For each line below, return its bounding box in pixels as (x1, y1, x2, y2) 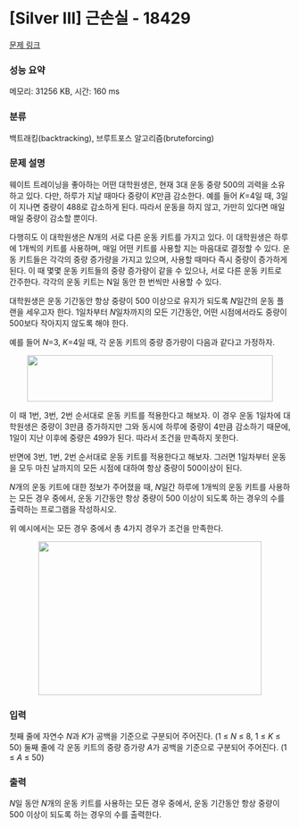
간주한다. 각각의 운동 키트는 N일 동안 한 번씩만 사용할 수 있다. (9, 276, 221, 287)
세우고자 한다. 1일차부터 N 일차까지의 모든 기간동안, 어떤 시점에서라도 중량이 (25, 306, 287, 317)
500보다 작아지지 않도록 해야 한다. (9, 317, 129, 328)
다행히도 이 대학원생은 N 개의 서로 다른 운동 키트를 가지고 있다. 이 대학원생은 (9, 232, 272, 242)
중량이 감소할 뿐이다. (25, 212, 98, 224)
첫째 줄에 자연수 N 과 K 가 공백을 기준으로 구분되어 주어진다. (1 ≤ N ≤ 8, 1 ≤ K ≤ (9, 731, 281, 742)
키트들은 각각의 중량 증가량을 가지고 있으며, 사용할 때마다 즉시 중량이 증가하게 (18, 254, 288, 265)
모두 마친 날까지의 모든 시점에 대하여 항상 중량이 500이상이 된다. (18, 462, 243, 473)
